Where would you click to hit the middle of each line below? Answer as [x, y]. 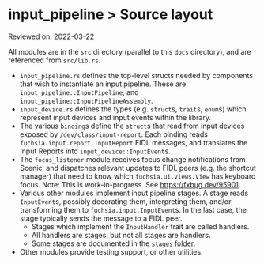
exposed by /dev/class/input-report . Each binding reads [113, 134]
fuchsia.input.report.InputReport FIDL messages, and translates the [134, 142]
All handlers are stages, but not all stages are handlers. [121, 235]
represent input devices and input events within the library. [115, 117]
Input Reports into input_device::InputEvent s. [95, 151]
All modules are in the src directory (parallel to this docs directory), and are [130, 51]
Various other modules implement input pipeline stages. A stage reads [134, 193]
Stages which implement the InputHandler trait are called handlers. [140, 226]
